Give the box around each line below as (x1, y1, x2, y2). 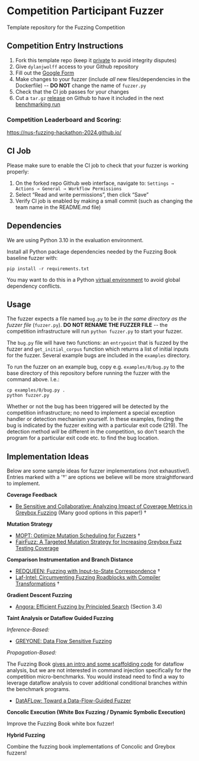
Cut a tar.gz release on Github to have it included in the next (15, 94, 164, 101)
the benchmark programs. (7, 686, 70, 693)
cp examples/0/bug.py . (7, 387, 66, 393)
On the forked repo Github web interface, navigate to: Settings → (15, 179, 174, 187)
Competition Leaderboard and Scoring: (7, 115, 122, 124)
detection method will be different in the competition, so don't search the (7, 428, 185, 435)
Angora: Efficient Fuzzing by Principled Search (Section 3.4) (15, 603, 162, 611)
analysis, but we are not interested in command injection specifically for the (7, 667, 191, 674)
